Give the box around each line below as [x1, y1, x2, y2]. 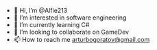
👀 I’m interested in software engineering [13, 14, 127, 22]
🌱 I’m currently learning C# [13, 21, 90, 28]
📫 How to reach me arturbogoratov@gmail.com [13, 36, 150, 43]
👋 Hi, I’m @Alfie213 [13, 7, 68, 14]
